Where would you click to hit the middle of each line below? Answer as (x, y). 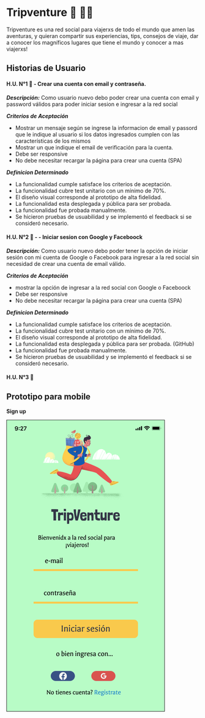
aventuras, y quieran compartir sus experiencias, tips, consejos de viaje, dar (102, 36)
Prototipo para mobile (48, 397)
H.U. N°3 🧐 (20, 377)
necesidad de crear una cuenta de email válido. (66, 263)
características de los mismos (53, 141)
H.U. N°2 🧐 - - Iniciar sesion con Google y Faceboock (74, 237)
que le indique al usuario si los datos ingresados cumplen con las (97, 134)
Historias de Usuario (46, 68)
